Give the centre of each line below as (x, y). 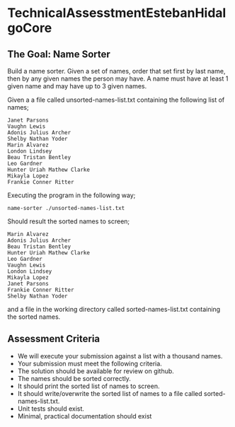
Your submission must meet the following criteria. (90, 363)
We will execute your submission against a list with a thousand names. (120, 356)
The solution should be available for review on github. (96, 371)
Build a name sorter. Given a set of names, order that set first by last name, (116, 71)
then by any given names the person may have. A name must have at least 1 (118, 78)
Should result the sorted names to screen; (69, 221)
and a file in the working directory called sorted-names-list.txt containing (114, 309)
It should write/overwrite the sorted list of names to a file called (110, 393)
